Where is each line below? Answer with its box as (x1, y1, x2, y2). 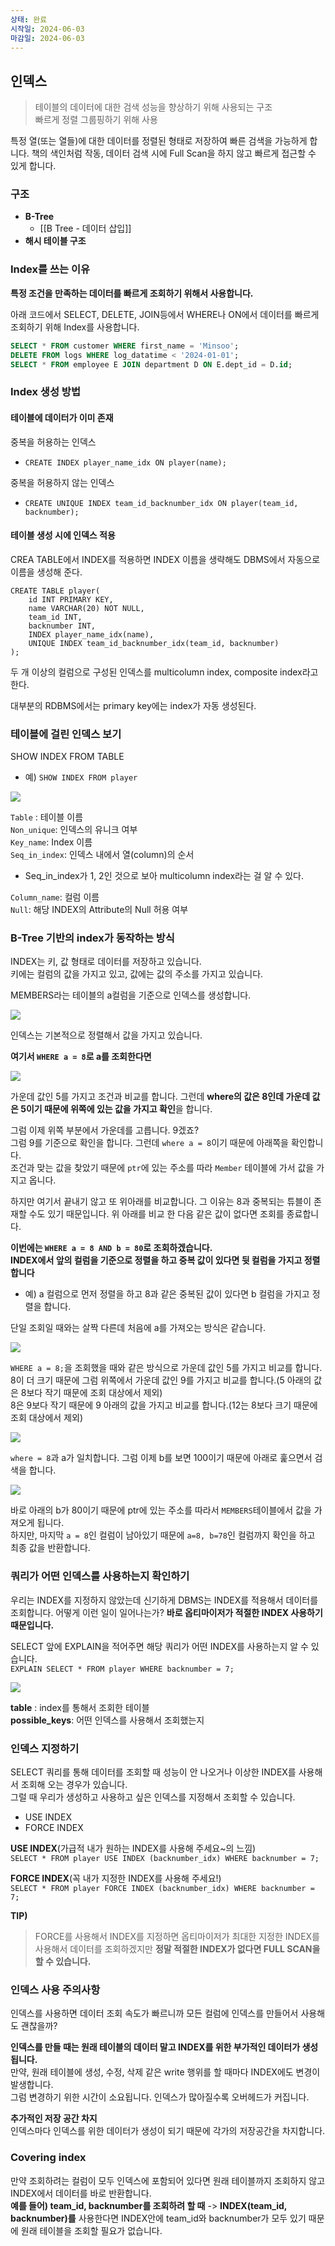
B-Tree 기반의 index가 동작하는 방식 (10, 931, 175, 945)
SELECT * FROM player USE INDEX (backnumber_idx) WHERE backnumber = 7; (10, 1853, 320, 1863)
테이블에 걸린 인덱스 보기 (10, 727, 122, 741)
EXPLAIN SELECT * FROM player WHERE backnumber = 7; (10, 1664, 235, 1674)
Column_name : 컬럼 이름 (10, 891, 100, 903)
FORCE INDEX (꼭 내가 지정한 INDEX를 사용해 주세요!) (10, 1872, 222, 1884)
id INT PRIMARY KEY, (28, 594, 114, 605)
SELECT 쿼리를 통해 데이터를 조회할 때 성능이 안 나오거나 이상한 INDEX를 (10, 1766, 297, 1778)
